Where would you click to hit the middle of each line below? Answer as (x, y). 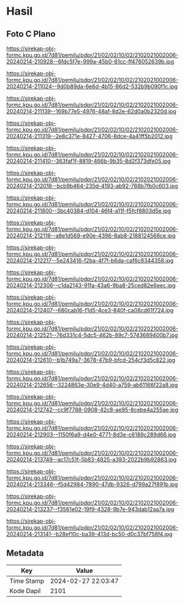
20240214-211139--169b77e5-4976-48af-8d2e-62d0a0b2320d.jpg (91, 111)
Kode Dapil (25, 591)
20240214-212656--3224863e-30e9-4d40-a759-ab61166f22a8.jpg (92, 385)
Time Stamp (27, 581)
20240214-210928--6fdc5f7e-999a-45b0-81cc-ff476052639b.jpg (90, 62)
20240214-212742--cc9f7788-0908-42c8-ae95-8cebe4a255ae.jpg (92, 410)
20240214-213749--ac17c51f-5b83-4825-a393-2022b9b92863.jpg (92, 459)
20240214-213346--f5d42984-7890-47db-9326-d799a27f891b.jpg (92, 484)
